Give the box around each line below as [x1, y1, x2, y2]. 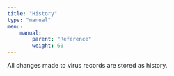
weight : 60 [32, 42, 64, 49]
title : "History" [7, 10, 58, 17]
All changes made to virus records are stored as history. [7, 61, 168, 69]
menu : [7, 23, 23, 30]
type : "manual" [7, 17, 52, 23]
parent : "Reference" [32, 36, 92, 43]
